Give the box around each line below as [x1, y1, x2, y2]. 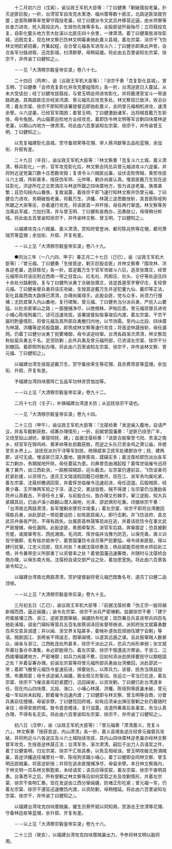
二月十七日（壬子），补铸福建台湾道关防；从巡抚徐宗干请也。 [14, 400, 142, 406]
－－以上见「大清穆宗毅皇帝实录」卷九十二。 [14, 389, 109, 395]
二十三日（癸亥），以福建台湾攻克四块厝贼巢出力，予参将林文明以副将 [14, 832, 160, 838]
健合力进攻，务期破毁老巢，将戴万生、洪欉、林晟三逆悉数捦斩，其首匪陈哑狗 [5, 195, 167, 202]
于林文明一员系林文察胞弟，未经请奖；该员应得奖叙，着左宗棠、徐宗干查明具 [5, 767, 167, 773]
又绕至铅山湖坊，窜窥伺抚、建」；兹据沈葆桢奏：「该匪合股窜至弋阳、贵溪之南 [5, 435, 167, 441]
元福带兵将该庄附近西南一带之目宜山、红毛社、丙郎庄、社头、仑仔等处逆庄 [5, 273, 162, 279]
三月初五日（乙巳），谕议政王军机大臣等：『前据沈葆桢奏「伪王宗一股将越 [14, 602, 167, 608]
